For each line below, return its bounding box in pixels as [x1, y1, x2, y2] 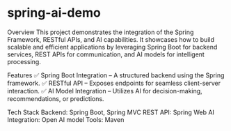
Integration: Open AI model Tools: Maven [7, 115, 125, 123]
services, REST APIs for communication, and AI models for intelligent [7, 50, 205, 59]
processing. [7, 57, 42, 65]
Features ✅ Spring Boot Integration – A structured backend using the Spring [7, 71, 225, 79]
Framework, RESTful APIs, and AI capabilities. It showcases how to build [7, 35, 214, 43]
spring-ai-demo [7, 5, 101, 21]
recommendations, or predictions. [7, 94, 104, 102]
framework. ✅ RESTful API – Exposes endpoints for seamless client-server [7, 79, 221, 87]
